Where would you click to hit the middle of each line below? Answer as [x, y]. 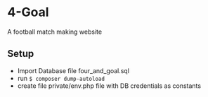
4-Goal [28, 12]
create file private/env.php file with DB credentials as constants [109, 86]
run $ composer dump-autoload [61, 78]
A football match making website [55, 32]
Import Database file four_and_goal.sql [73, 70]
